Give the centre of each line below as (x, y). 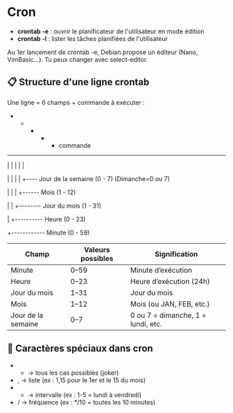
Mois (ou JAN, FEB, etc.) (170, 304)
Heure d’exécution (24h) (170, 281)
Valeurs (97, 249)
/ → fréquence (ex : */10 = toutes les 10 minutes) (86, 402)
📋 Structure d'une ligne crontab (78, 82)
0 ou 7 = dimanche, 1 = (168, 315)
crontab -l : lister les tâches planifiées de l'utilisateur (92, 38)
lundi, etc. (146, 323)
